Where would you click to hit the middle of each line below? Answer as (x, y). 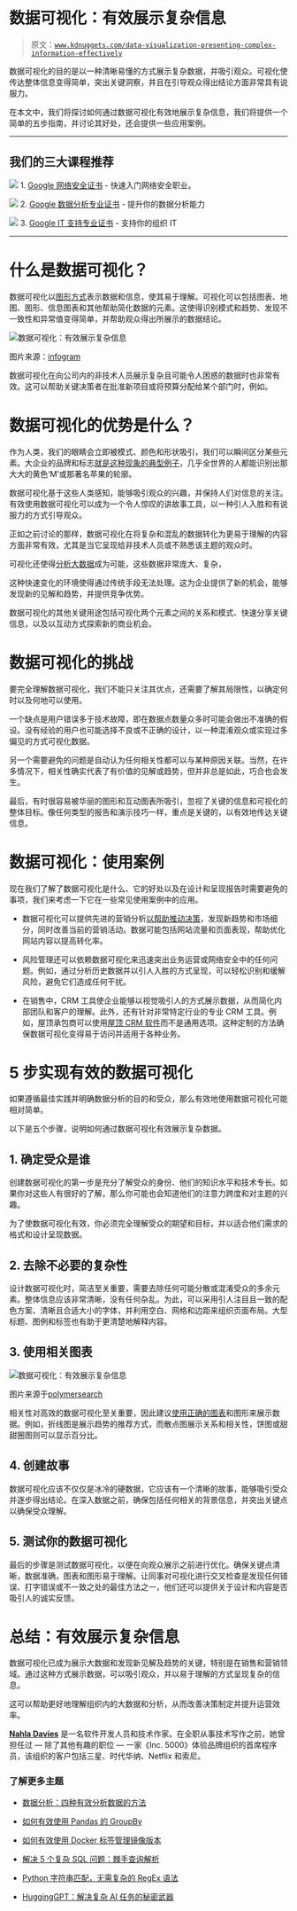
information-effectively (76, 53)
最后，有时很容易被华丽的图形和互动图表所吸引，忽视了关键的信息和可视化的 (148, 801)
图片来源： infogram (45, 356)
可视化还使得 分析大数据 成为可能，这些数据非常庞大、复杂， (118, 563)
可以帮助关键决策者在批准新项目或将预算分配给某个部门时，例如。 (152, 386)
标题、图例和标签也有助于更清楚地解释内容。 (91, 1321)
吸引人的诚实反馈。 (44, 1598)
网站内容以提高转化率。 (65, 940)
